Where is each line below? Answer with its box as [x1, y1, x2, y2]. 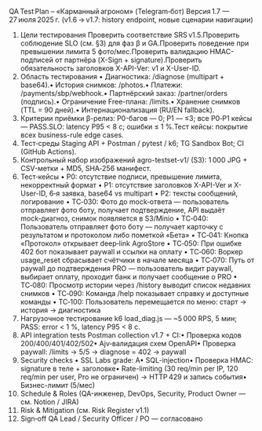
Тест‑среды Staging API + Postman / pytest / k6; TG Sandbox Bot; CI [20, 139, 244, 148]
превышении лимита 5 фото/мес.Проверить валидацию [20, 47, 209, 56]
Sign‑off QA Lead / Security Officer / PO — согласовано [20, 414, 203, 423]
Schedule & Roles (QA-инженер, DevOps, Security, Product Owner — [20, 389, 246, 398]
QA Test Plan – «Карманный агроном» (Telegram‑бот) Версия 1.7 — [9, 7, 230, 16]
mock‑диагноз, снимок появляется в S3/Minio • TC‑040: [20, 214, 209, 223]
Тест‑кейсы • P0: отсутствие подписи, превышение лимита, [20, 172, 222, 181]
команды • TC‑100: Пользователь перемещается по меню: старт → [20, 298, 247, 306]
